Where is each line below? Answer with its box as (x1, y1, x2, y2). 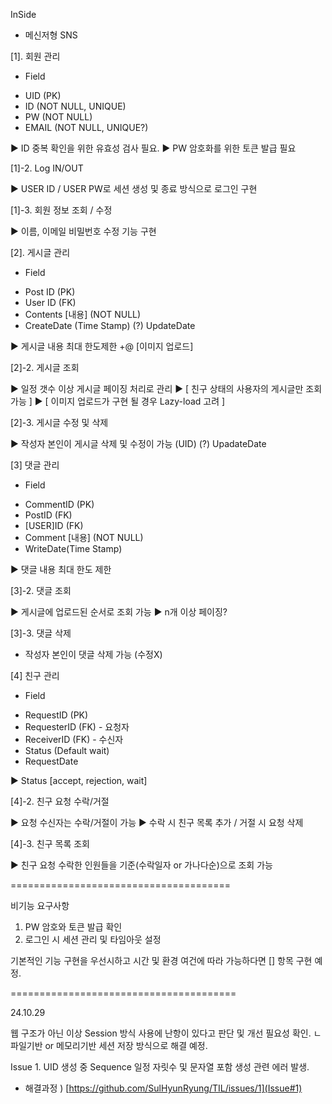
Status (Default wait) (24, 745, 110, 756)
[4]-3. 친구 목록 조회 (10, 838, 90, 849)
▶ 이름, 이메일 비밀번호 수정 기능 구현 (10, 225, 157, 237)
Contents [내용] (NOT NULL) (24, 309, 142, 320)
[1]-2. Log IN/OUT (10, 162, 84, 174)
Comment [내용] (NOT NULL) (24, 532, 144, 543)
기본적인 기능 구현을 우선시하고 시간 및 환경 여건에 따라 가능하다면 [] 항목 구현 (10, 955, 313, 966)
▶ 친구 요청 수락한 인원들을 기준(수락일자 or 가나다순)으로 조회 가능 (10, 859, 273, 871)
